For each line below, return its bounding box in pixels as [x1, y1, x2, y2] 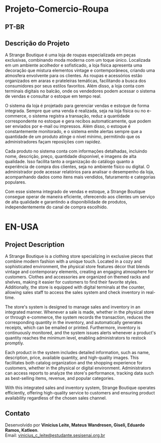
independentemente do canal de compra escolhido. [5, 204, 108, 210]
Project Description [5, 240, 65, 249]
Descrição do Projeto [5, 39, 70, 47]
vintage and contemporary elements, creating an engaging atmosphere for [5, 269, 154, 275]
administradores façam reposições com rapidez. [5, 139, 102, 145]
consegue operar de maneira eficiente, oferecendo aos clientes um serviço [5, 194, 155, 200]
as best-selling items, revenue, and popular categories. [5, 375, 115, 381]
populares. [5, 179, 27, 185]
